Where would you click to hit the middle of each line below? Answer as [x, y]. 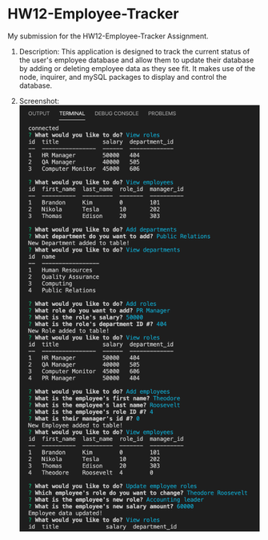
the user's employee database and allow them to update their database [136, 60]
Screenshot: [39, 101]
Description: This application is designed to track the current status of [134, 51]
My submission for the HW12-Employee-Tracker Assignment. [108, 36]
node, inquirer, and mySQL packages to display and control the [123, 77]
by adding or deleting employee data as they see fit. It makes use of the [137, 68]
